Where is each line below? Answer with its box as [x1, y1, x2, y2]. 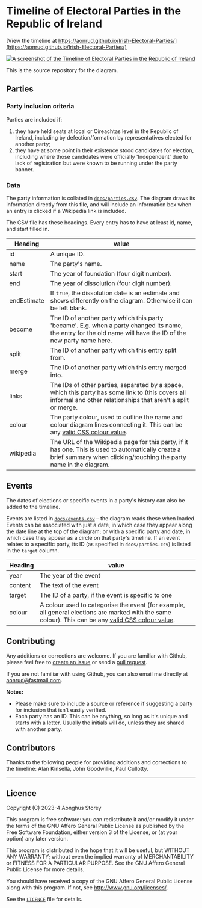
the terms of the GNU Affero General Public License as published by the [6, 823, 185, 830]
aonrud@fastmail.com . [6, 676, 63, 684]
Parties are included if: [6, 116, 62, 123]
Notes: [6, 688, 24, 696]
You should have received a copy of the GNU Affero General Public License [6, 877, 193, 885]
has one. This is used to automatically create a [50, 445, 182, 454]
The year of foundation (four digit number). [50, 269, 172, 277]
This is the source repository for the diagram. [6, 66, 118, 73]
